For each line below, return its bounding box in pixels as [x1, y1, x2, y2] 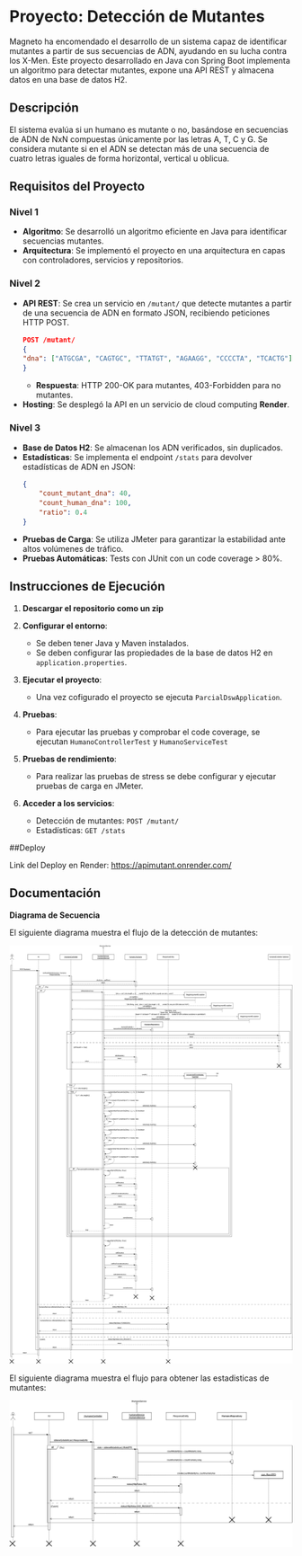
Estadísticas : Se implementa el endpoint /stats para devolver [22, 451, 253, 462]
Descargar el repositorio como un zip [22, 602, 164, 613]
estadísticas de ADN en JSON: [22, 461, 137, 472]
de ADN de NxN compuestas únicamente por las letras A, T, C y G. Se [9, 133, 268, 145]
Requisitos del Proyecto [9, 179, 146, 194]
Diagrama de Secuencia [9, 910, 101, 920]
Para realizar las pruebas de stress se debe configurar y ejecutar [35, 770, 277, 781]
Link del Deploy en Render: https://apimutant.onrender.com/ [9, 859, 232, 870]
